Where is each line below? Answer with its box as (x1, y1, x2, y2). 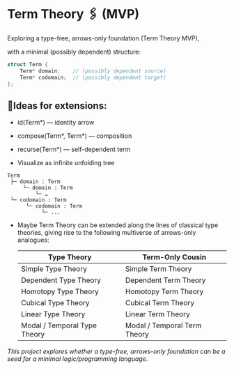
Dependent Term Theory (125, 275, 206, 285)
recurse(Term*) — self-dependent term (17, 145, 131, 154)
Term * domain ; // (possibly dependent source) (19, 68, 167, 75)
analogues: (17, 236, 50, 245)
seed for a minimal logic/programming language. (7, 355, 148, 363)
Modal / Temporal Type (20, 321, 97, 330)
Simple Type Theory (20, 264, 87, 274)
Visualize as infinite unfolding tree (17, 159, 115, 167)
